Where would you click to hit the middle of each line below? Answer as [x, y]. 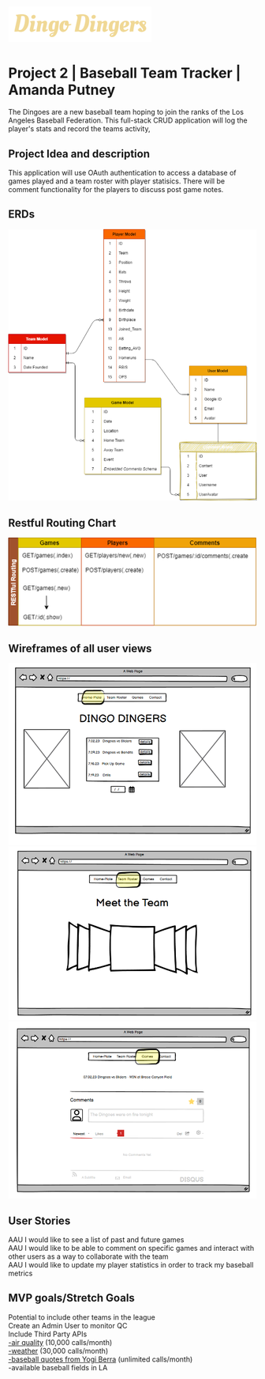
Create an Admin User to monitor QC [68, 1325]
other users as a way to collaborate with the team [88, 1256]
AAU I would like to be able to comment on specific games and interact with [131, 1249]
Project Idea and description [79, 154]
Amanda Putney [62, 90]
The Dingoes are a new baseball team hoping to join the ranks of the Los [126, 112]
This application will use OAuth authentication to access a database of [122, 172]
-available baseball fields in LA [58, 1367]
